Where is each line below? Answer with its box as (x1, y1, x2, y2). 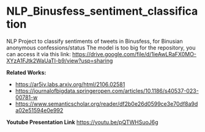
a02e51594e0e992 (15, 106, 64, 114)
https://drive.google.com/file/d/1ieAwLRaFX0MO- (72, 50, 197, 57)
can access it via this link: (6, 50, 72, 57)
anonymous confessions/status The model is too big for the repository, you (6, 44, 196, 51)
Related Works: (6, 68, 47, 76)
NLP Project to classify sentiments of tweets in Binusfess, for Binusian (6, 37, 183, 45)
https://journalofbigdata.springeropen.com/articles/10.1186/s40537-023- (15, 87, 199, 94)
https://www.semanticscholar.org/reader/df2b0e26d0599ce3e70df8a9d (15, 100, 198, 108)
